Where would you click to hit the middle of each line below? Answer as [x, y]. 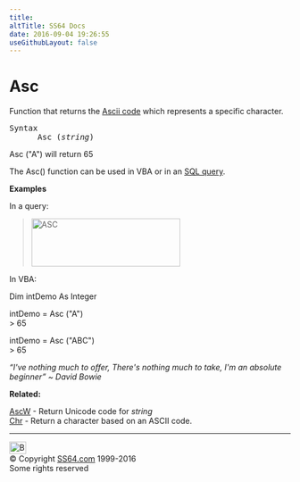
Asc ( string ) [66, 137]
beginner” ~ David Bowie [56, 377]
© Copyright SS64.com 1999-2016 [73, 459]
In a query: [29, 206]
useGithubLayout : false [54, 42]
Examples [28, 189]
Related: [25, 395]
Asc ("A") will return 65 [51, 154]
